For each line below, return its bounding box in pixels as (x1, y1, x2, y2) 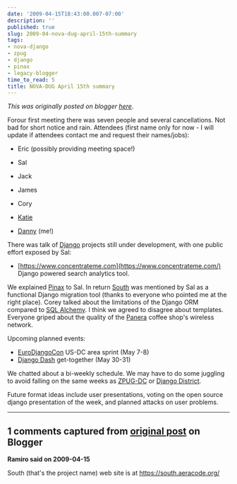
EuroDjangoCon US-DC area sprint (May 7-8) (17, 348, 150, 357)
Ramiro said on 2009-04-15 (7, 455, 90, 463)
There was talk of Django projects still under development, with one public (7, 241, 224, 249)
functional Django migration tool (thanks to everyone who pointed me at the (7, 291, 227, 299)
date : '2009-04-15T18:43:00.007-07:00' (7, 10, 125, 18)
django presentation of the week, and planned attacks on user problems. (7, 398, 219, 407)
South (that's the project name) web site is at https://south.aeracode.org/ (7, 468, 220, 478)
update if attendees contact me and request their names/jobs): (7, 131, 190, 139)
